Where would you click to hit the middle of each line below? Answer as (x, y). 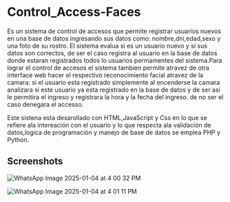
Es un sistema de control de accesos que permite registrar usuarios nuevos (114, 31)
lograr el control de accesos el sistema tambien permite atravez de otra (108, 68)
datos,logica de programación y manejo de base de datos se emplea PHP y (114, 132)
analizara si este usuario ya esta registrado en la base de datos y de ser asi (114, 90)
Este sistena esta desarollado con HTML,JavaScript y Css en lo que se (107, 117)
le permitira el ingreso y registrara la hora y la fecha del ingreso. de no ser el (115, 97)
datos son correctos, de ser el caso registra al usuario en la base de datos (112, 53)
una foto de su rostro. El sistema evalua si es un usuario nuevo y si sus (107, 46)
